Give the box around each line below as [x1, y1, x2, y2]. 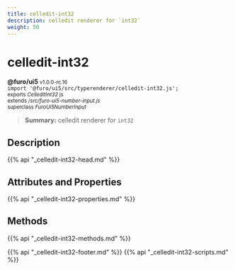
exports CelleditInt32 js [7, 91, 64, 99]
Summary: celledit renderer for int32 [24, 116, 134, 125]
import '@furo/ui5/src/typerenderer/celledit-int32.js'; [7, 85, 179, 92]
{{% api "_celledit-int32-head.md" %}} [7, 155, 120, 164]
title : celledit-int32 [7, 10, 74, 18]
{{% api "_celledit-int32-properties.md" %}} [7, 194, 136, 203]
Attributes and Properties [7, 176, 122, 188]
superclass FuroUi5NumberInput [7, 103, 86, 111]
